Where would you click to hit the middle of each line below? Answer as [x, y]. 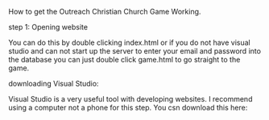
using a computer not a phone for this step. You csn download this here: [128, 108]
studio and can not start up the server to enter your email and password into [135, 51]
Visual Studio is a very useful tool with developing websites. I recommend [130, 99]
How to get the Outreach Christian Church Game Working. [105, 12]
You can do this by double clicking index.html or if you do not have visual [130, 42]
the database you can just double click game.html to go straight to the [124, 60]
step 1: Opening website [48, 27]
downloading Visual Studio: [54, 84]
